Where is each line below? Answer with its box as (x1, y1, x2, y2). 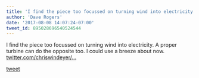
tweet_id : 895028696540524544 (6, 25, 82, 31)
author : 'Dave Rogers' (6, 14, 63, 20)
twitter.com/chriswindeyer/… (6, 54, 77, 61)
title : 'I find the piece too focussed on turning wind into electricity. (6, 8, 196, 15)
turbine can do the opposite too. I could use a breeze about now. (6, 48, 165, 55)
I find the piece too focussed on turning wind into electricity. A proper (6, 41, 177, 48)
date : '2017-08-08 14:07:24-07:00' (6, 19, 95, 25)
